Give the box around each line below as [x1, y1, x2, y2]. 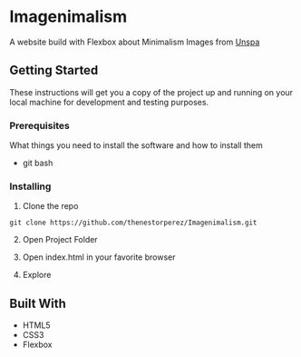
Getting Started [9, 63, 99, 78]
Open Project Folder [22, 234, 98, 245]
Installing [9, 180, 52, 193]
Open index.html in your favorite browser [22, 252, 176, 263]
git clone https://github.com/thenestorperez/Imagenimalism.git [9, 218, 257, 228]
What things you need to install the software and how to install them [9, 140, 263, 151]
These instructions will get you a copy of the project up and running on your [9, 86, 293, 97]
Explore [22, 270, 52, 281]
